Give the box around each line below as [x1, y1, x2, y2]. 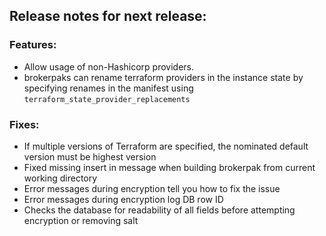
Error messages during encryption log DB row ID [23, 193, 224, 205]
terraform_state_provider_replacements [23, 94, 191, 104]
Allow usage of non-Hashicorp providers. [23, 60, 195, 73]
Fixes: [9, 117, 40, 131]
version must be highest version [23, 150, 157, 163]
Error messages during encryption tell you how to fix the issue [23, 182, 281, 194]
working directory [23, 172, 98, 184]
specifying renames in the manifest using [23, 82, 194, 94]
